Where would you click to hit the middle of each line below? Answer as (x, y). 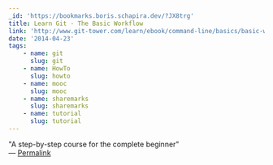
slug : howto (50, 76)
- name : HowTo (47, 69)
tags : (17, 46)
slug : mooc (48, 91)
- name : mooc (45, 83)
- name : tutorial (52, 114)
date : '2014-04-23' (41, 38)
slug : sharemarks (59, 106)
